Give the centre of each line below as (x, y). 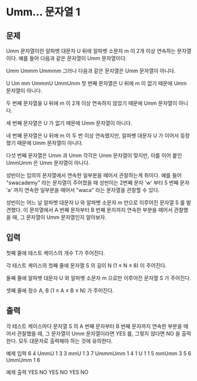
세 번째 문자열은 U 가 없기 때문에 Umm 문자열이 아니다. (69, 123)
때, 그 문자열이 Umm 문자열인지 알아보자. (59, 217)
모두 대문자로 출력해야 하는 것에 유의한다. (66, 341)
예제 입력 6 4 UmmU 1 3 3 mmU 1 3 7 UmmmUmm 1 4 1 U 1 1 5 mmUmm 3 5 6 (99, 353)
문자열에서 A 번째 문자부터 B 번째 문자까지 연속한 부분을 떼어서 (101, 210)
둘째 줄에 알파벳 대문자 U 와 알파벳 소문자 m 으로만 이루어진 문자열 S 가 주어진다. (98, 278)
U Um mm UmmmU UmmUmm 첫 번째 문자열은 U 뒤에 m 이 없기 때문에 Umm (96, 83)
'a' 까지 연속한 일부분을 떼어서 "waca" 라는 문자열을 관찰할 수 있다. (83, 190)
